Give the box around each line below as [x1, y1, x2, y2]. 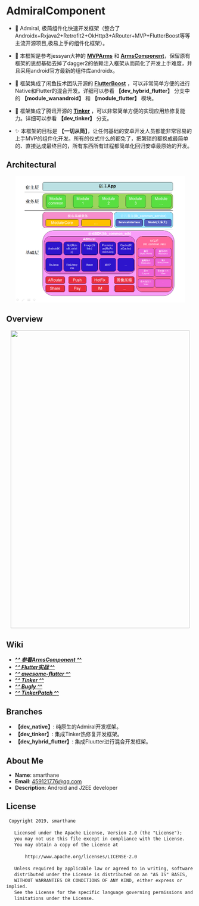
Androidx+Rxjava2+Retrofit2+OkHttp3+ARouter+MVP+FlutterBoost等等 [14, 32, 191, 39]
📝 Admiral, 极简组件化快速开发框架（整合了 [14, 24, 120, 32]
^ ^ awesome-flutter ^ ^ [14, 670, 71, 677]
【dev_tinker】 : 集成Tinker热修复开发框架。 [14, 731, 123, 738]
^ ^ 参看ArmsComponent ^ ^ [14, 656, 82, 664]
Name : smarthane [14, 771, 60, 779]
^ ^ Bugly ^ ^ [14, 683, 43, 690]
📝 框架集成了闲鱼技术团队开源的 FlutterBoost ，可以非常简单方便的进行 [14, 79, 191, 87]
